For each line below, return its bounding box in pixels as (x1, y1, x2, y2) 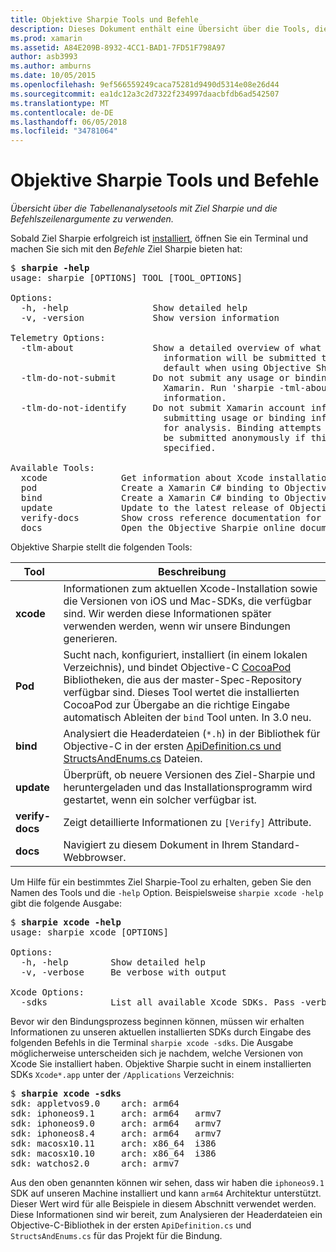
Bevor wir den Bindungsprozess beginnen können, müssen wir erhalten (10, 1016, 305, 1028)
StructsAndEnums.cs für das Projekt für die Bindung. (10, 1230, 223, 1242)
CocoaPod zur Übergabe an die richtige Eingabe (63, 698, 291, 712)
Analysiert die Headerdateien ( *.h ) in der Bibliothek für (63, 727, 321, 741)
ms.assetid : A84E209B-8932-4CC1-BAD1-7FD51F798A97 (10, 42, 226, 53)
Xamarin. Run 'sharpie (163, 382, 275, 394)
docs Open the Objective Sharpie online (20, 522, 296, 534)
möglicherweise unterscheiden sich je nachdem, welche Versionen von (10, 1047, 304, 1060)
